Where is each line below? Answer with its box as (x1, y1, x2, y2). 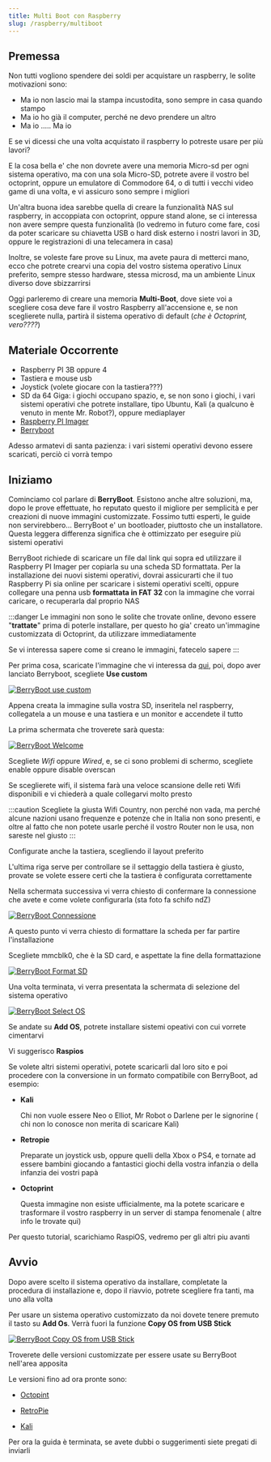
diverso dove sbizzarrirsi (8, 279, 91, 288)
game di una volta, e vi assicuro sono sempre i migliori (8, 187, 190, 197)
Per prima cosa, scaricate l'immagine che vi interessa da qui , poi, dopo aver (8, 660, 261, 670)
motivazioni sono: (8, 79, 67, 89)
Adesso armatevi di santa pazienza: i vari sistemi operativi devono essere (8, 441, 253, 450)
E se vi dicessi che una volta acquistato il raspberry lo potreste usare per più (8, 137, 264, 147)
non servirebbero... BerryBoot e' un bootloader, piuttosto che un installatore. (8, 520, 263, 530)
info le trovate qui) (19, 1216, 82, 1225)
